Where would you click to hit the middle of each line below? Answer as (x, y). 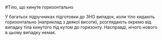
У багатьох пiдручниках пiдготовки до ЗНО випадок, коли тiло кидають (80, 17)
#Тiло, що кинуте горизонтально (39, 7)
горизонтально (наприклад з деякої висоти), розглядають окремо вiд (78, 22)
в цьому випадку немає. (31, 32)
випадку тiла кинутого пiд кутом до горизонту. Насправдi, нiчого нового (81, 27)
